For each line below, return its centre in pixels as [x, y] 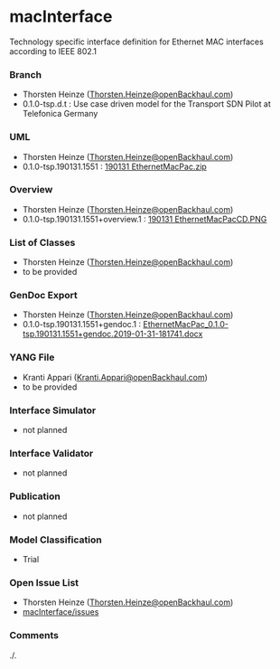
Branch [26, 74]
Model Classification [56, 540]
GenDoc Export [44, 296]
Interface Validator [51, 453]
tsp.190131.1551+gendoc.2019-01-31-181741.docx [112, 334]
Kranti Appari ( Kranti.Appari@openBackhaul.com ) [115, 377]
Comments [34, 636]
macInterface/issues [61, 612]
